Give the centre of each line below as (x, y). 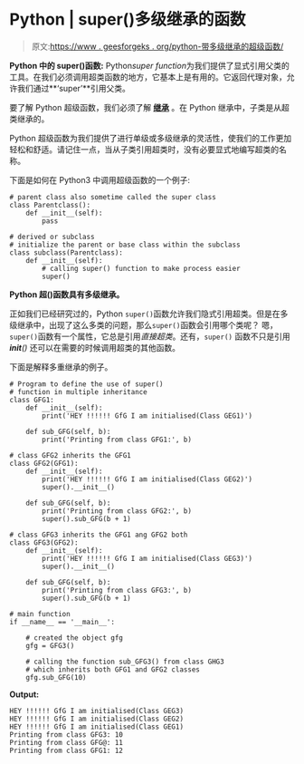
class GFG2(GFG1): (44, 463)
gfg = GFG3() (50, 645)
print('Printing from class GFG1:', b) (117, 440)
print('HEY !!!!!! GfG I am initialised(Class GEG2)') (147, 479)
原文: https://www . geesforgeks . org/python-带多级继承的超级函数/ (157, 46)
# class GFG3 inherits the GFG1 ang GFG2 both (99, 535)
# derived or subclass (52, 237)
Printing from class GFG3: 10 (66, 735)
